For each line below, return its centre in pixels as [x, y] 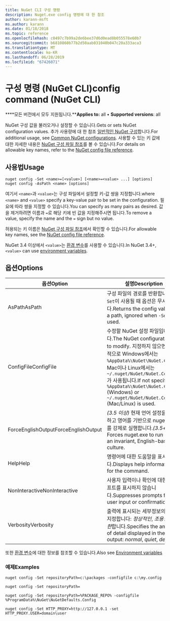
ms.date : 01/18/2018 [27, 29]
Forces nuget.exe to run [135, 435]
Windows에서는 [140, 353]
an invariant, [121, 441]
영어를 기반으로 [134, 420]
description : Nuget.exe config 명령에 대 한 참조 [55, 15]
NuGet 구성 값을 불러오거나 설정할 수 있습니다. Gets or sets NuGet [71, 125]
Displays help [129, 464]
